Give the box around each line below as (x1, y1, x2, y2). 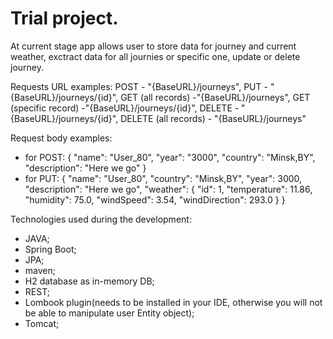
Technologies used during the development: (10, 213, 192, 225)
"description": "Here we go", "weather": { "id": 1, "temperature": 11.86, (24, 183, 313, 195)
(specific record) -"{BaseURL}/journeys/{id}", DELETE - (10, 102, 240, 114)
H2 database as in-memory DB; (24, 275, 155, 287)
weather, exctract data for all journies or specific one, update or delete (10, 50, 301, 62)
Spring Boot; (24, 243, 77, 255)
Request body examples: (10, 132, 113, 144)
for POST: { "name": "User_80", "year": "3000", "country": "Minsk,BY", (24, 151, 316, 163)
